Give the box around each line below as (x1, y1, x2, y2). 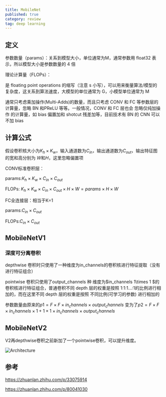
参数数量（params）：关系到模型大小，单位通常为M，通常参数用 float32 (5, 55, 151, 61)
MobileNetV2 (5, 323, 47, 332)
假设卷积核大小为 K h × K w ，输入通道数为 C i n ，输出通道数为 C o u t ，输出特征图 (5, 148, 158, 155)
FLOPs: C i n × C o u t (5, 218, 40, 225)
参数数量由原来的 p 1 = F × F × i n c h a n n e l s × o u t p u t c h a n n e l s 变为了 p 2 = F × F (5, 302, 160, 309)
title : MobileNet (5, 7, 41, 12)
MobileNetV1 (5, 234, 46, 242)
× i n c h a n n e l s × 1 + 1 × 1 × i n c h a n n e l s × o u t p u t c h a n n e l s (5, 308, 115, 316)
